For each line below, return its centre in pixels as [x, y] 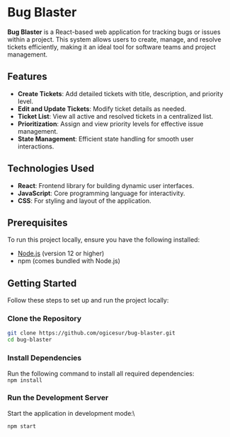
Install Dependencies [45, 358]
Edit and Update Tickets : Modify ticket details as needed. [102, 109]
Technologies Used [51, 169]
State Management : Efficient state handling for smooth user [105, 139]
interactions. [36, 146]
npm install [25, 380]
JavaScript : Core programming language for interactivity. [101, 193]
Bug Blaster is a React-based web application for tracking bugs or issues [114, 32]
